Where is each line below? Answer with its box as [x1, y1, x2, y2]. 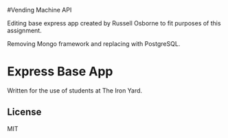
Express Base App [7, 64, 113, 80]
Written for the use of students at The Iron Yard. [7, 86, 143, 95]
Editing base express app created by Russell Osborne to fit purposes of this [7, 19, 221, 27]
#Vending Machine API [7, 6, 72, 14]
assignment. [7, 27, 43, 34]
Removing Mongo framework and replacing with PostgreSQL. [7, 40, 181, 47]
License [7, 106, 42, 118]
